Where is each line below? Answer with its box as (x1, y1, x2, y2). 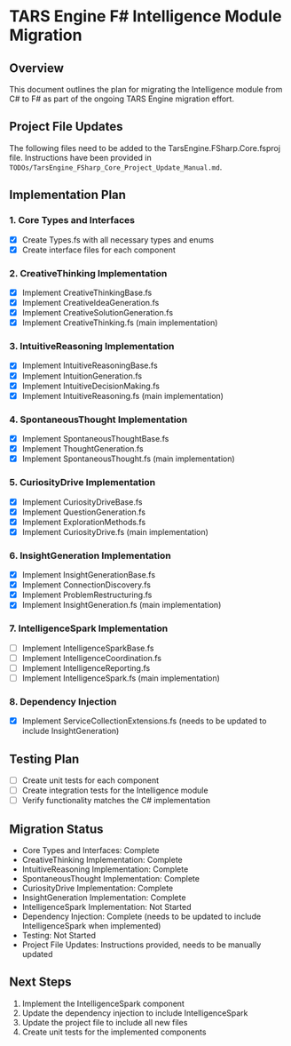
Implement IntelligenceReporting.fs (21, 662, 151, 673)
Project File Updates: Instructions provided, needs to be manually (21, 939, 262, 950)
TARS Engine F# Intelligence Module (9, 6, 282, 27)
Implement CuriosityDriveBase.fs (21, 496, 143, 507)
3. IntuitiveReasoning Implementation (9, 340, 175, 353)
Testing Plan (9, 751, 80, 766)
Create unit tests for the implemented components (21, 1026, 207, 1037)
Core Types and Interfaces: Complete (21, 845, 160, 856)
